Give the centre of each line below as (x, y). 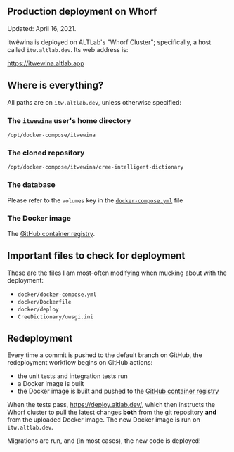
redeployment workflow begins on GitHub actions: (80, 363)
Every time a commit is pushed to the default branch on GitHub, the (105, 355)
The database (31, 185)
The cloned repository (46, 153)
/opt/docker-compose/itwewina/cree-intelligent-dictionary (96, 167)
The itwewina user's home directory (69, 120)
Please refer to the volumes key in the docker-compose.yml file (95, 200)
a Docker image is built (51, 384)
